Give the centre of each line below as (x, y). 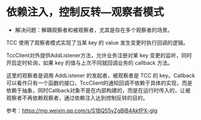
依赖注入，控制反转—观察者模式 (85, 12)
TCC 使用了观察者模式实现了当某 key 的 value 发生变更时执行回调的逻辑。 (97, 42)
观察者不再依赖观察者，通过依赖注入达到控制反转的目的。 (77, 98)
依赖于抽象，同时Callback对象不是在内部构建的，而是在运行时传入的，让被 (98, 90)
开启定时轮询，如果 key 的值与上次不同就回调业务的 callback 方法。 (89, 63)
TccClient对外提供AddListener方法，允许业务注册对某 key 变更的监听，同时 (99, 55)
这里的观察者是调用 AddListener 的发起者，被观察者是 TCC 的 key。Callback (100, 75)
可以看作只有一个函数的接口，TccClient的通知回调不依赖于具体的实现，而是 (99, 83)
